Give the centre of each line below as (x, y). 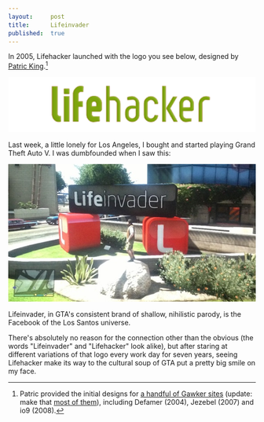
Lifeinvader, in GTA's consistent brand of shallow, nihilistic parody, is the (125, 314)
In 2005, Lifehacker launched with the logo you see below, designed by (123, 57)
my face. (22, 371)
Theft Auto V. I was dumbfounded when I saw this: (90, 152)
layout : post (37, 17)
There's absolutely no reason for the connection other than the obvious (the (131, 337)
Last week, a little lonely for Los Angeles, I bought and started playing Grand (132, 145)
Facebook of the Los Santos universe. (70, 322)
